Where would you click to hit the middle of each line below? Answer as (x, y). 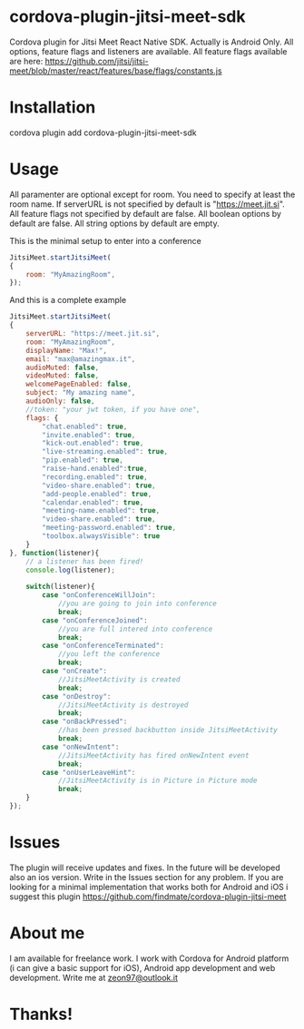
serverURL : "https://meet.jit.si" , (93, 334)
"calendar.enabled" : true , (93, 502)
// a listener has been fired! (85, 561)
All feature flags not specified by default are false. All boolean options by (145, 213)
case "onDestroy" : (77, 696)
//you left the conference (109, 654)
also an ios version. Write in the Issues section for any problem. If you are (147, 877)
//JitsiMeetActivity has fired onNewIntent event (153, 755)
